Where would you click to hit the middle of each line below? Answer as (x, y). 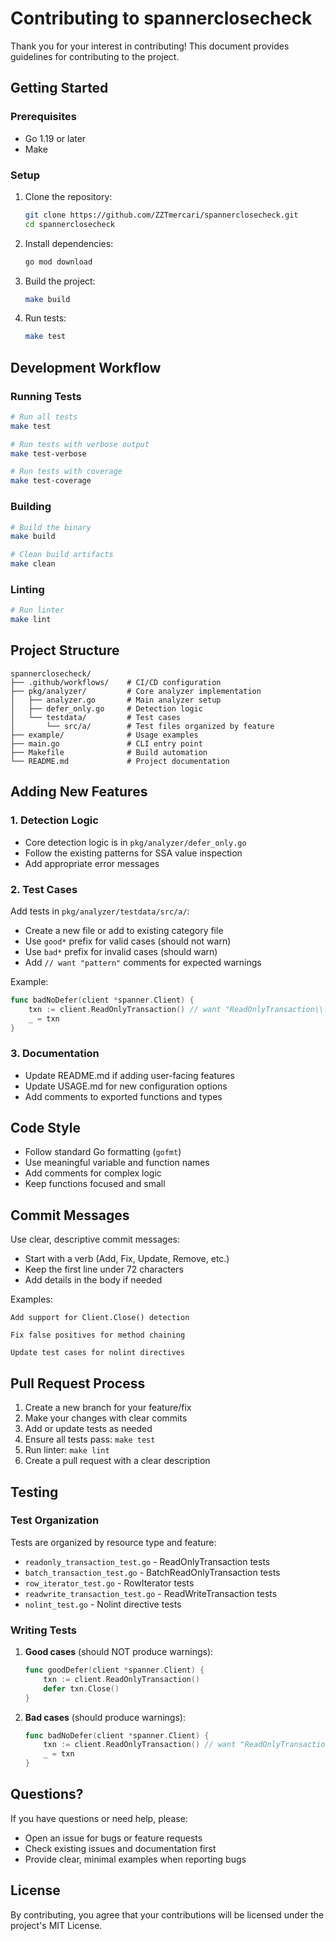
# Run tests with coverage (66, 472)
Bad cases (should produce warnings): (105, 1717)
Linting (27, 589)
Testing (34, 1492)
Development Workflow (86, 367)
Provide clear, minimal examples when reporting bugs (135, 1859)
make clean (33, 564)
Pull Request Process (78, 1383)
